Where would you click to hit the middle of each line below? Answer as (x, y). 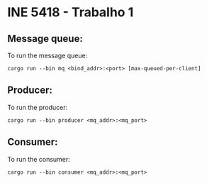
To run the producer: (38, 107)
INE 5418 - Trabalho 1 (71, 12)
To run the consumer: (39, 159)
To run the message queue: (47, 55)
